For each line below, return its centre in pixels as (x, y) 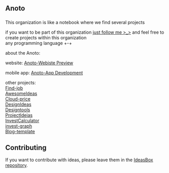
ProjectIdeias (19, 115)
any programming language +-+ (39, 43)
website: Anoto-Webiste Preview (39, 63)
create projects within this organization (46, 38)
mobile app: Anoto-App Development (44, 73)
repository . (16, 165)
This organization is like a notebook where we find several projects (75, 22)
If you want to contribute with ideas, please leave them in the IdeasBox (79, 160)
